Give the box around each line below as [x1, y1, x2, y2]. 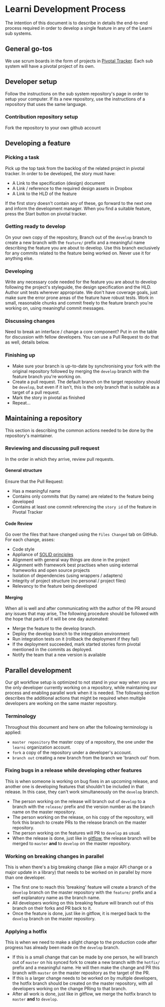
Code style [12, 546, 34, 553]
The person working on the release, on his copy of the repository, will [12, 814, 154, 820]
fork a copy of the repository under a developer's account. [12, 749, 132, 755]
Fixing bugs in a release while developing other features [5, 767, 142, 774]
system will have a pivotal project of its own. [5, 63, 95, 69]
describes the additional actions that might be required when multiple [5, 695, 146, 701]
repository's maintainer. [5, 432, 53, 439]
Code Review [5, 520, 33, 526]
